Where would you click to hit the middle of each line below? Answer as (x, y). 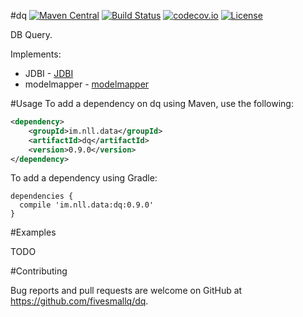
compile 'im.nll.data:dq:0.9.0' (87, 205)
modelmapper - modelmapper (87, 84)
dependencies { (42, 196)
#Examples (33, 232)
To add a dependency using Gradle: (84, 178)
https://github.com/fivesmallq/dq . (79, 301)
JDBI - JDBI (49, 73)
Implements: (36, 54)
